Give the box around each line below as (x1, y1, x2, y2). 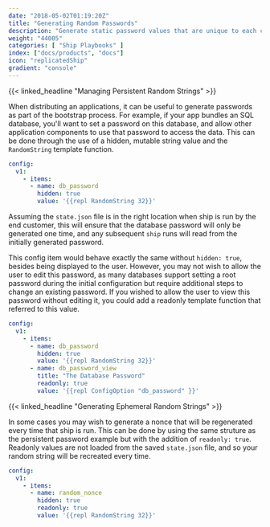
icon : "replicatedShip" (8, 57, 88, 65)
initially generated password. (8, 238, 104, 247)
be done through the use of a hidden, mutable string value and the (8, 136, 228, 145)
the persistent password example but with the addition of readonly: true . (8, 434, 252, 443)
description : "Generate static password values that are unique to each (8, 27, 257, 35)
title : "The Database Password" (37, 372, 146, 380)
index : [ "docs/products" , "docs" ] (8, 49, 125, 57)
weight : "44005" (8, 34, 63, 43)
